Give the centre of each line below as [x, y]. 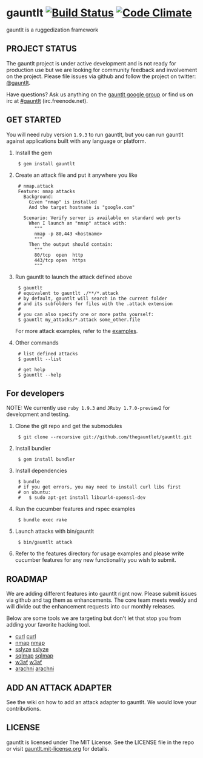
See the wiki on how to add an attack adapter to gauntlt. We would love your [101, 702]
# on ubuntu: [34, 493]
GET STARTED [34, 120]
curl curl [25, 636]
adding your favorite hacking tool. [48, 625]
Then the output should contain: [71, 244]
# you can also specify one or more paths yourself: [86, 314]
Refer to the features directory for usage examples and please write [100, 553]
